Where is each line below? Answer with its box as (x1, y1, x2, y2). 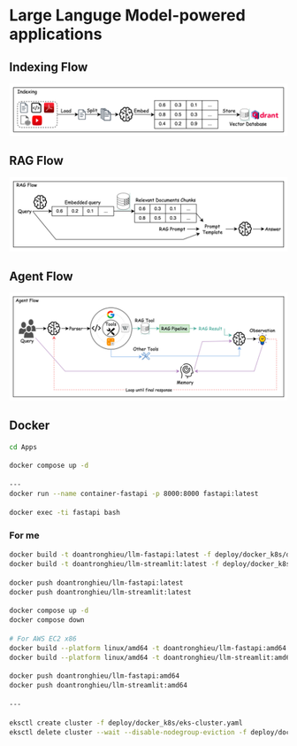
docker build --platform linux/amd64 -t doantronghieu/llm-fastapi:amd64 (9, 643, 287, 652)
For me (9, 529, 40, 541)
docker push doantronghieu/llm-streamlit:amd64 (9, 681, 188, 690)
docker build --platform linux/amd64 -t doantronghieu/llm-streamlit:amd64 (9, 653, 294, 662)
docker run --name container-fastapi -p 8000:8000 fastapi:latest (9, 489, 259, 499)
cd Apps (9, 442, 38, 452)
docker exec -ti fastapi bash (9, 508, 121, 517)
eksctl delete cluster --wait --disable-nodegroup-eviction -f (9, 727, 247, 736)
